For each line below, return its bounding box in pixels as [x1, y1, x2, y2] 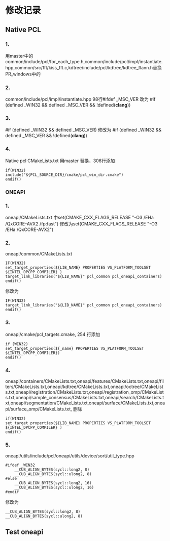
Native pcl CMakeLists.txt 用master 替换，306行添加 [5, 158, 115, 164]
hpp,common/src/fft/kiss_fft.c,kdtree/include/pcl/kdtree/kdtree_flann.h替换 [5, 64, 162, 70]
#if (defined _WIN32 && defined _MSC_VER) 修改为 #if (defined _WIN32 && [5, 127, 162, 133]
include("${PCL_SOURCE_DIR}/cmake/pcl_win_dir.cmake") [5, 172, 124, 177]
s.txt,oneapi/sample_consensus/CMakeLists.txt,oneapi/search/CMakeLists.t [5, 394, 164, 400]
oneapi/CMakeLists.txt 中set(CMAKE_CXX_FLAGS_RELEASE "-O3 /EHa [5, 214, 154, 220]
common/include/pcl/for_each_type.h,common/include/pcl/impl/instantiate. [5, 58, 163, 64]
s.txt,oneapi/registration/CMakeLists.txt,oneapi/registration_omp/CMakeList [5, 389, 164, 395]
